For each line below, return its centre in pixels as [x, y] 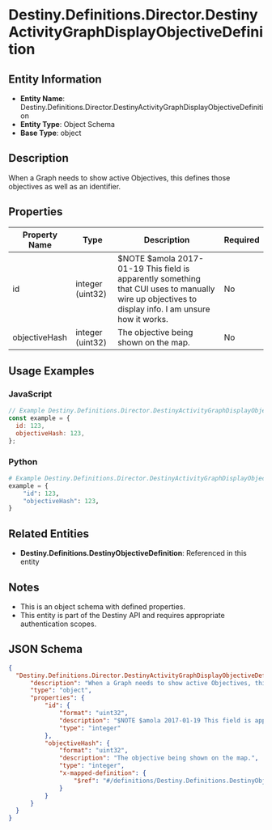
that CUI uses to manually [166, 289]
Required [242, 239]
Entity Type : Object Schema [68, 124]
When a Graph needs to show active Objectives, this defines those [119, 178]
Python [23, 461]
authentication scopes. [58, 624]
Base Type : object [51, 133]
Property [40, 235]
